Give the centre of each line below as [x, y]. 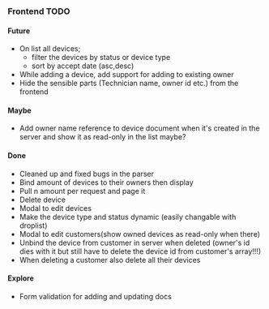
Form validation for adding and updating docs [95, 296]
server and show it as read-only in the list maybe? [102, 137]
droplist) [33, 225]
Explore [21, 278]
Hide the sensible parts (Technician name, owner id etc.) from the [129, 84]
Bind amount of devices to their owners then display [106, 182]
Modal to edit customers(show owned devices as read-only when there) [140, 234]
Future [19, 31]
